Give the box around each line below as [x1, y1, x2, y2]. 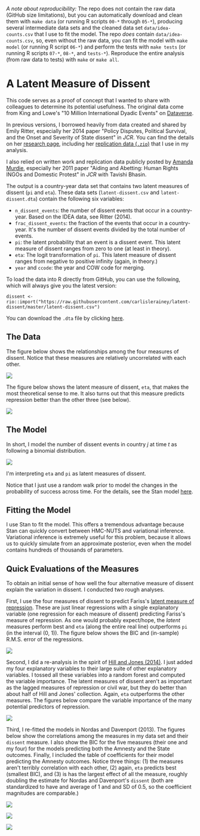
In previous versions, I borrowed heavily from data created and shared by [6, 121, 187, 128]
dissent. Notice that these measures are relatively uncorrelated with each [6, 354, 186, 361]
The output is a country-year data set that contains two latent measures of [6, 182, 189, 189]
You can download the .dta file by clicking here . [6, 314, 125, 322]
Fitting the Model [6, 505, 71, 515]
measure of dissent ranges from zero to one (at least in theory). [14, 245, 171, 252]
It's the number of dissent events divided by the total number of [28, 226, 186, 233]
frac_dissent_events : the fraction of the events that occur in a [14, 219, 168, 226]
